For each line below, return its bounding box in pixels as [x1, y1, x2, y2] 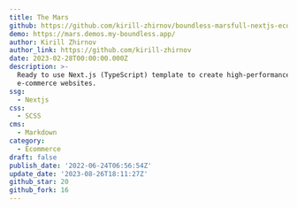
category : [9, 136, 46, 145]
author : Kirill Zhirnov [9, 37, 97, 47]
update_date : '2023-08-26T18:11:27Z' [9, 169, 148, 178]
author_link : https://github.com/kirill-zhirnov [9, 46, 192, 55]
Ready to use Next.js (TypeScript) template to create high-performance [17, 71, 291, 80]
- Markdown [17, 128, 57, 137]
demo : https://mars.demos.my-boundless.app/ [9, 29, 176, 38]
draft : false [9, 152, 57, 162]
